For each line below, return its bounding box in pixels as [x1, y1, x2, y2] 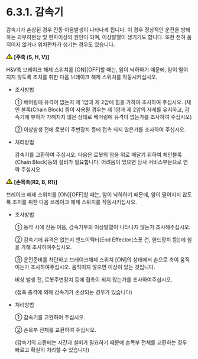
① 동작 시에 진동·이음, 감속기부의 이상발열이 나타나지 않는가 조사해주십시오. [14, 223, 191, 231]
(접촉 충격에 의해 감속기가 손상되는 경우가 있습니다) [14, 288, 132, 296]
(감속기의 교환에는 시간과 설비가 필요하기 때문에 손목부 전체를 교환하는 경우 [14, 338, 187, 346]
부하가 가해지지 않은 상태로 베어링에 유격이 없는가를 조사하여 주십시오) [30, 113, 192, 120]
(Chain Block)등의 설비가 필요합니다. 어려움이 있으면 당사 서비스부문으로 [14, 158, 182, 166]
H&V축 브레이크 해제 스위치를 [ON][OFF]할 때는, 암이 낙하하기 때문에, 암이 [6, 66, 177, 73]
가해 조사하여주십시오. [21, 243, 72, 250]
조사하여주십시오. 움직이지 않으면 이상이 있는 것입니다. [30, 263, 155, 270]
